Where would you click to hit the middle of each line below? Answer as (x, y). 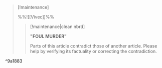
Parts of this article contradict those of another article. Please (94, 46)
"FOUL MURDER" (48, 36)
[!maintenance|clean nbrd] (57, 26)
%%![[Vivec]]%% (36, 17)
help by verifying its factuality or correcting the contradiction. (93, 51)
